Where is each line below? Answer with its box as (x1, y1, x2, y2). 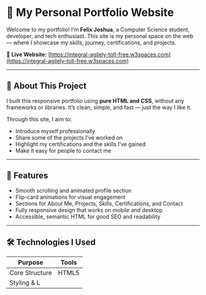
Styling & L (9, 278, 40, 287)
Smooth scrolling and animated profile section (15, 186, 132, 194)
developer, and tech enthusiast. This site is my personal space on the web (6, 32, 194, 39)
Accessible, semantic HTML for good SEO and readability (15, 213, 161, 220)
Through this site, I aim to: (6, 115, 72, 123)
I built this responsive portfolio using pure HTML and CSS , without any (6, 97, 185, 104)
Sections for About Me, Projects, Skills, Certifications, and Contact (15, 199, 183, 207)
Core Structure (9, 269, 52, 277)
